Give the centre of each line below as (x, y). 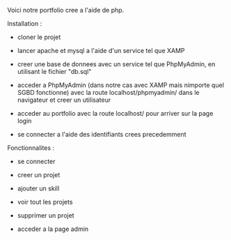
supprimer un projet (46, 215)
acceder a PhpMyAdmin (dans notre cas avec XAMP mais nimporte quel (121, 85)
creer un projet (39, 175)
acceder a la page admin (53, 229)
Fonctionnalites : (31, 148)
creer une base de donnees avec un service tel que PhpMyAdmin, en (116, 64)
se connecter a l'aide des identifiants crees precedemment (102, 134)
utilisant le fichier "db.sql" (54, 72)
